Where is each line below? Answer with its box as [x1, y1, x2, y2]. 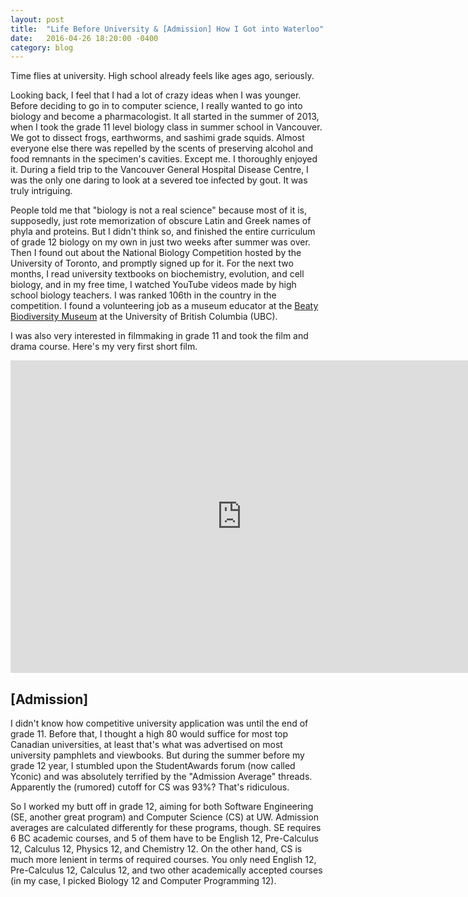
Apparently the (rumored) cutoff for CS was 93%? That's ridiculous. [10, 781, 290, 793]
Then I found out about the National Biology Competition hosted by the [10, 247, 302, 259]
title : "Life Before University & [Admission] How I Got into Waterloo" [10, 24, 325, 34]
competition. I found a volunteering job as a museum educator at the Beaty [10, 300, 319, 312]
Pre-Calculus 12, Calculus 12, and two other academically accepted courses [10, 864, 323, 876]
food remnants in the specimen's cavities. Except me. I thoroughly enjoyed [10, 153, 318, 165]
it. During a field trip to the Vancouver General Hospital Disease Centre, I [10, 164, 309, 176]
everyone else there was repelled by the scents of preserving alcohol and [10, 142, 314, 155]
